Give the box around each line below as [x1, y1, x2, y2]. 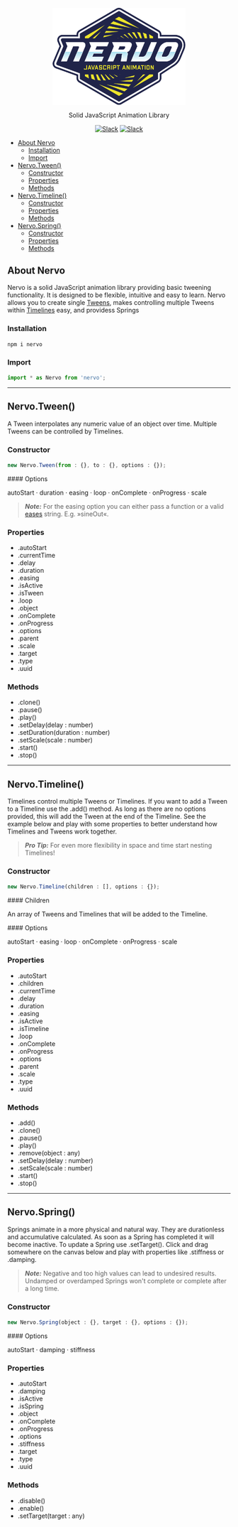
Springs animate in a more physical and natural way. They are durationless [7, 1225, 225, 1234]
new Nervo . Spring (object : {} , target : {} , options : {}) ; [7, 1319, 189, 1326]
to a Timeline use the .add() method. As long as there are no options [7, 804, 207, 814]
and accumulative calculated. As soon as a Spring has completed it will [7, 1232, 215, 1241]
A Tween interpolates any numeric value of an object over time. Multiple [7, 419, 217, 428]
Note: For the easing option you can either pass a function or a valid [24, 502, 225, 510]
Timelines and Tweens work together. [7, 827, 118, 836]
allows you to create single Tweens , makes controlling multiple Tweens [7, 298, 215, 307]
